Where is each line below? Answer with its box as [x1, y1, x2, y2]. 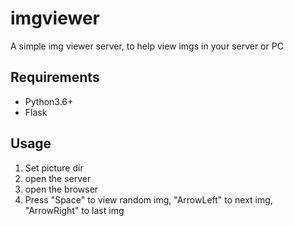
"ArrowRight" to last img [24, 204, 125, 216]
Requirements [10, 69, 100, 86]
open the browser [24, 183, 99, 195]
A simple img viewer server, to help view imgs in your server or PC [10, 40, 284, 52]
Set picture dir [24, 162, 84, 174]
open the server [24, 172, 92, 184]
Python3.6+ [24, 95, 74, 107]
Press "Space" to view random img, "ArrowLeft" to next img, [24, 193, 273, 206]
